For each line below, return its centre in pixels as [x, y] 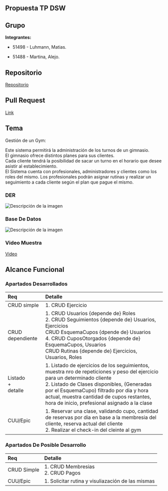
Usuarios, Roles [63, 357]
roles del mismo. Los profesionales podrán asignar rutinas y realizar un [78, 177]
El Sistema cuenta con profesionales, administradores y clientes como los [81, 171]
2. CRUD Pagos [62, 472]
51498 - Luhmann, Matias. [39, 47]
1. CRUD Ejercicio [66, 305]
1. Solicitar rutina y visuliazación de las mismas [99, 481]
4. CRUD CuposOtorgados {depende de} [93, 339]
